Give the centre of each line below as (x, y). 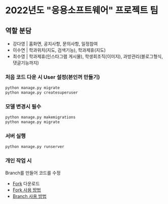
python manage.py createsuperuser (42, 93)
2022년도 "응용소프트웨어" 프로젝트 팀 (82, 10)
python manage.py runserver (35, 147)
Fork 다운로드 (26, 183)
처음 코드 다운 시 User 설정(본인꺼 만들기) (53, 77)
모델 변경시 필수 (23, 106)
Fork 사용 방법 (27, 190)
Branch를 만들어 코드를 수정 (33, 173)
